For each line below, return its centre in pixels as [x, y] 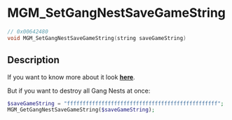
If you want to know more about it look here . [71, 77]
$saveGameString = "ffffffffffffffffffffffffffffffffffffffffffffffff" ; [116, 103]
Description [33, 60]
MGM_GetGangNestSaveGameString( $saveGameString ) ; [81, 110]
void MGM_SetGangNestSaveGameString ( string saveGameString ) [97, 38]
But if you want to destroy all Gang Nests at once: [79, 91]
